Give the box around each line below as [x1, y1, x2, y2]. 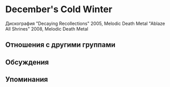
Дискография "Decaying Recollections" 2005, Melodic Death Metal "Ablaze [5, 20, 165, 26]
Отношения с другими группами [5, 41, 116, 49]
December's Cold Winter [5, 4, 112, 15]
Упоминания [5, 75, 48, 84]
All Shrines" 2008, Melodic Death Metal [5, 25, 88, 32]
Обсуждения [5, 57, 49, 67]
